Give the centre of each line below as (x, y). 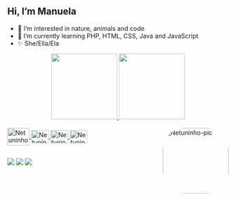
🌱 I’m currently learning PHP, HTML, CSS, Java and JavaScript (108, 36)
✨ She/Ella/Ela (38, 43)
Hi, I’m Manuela (42, 12)
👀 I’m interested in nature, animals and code (81, 28)
